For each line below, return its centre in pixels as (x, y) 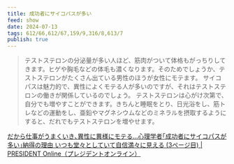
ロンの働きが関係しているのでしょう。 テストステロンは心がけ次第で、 (126, 96)
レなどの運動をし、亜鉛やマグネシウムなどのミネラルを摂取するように (125, 113)
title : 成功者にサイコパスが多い (50, 14)
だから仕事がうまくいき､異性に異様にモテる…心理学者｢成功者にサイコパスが (117, 136)
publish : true (28, 40)
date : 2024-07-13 (32, 27)
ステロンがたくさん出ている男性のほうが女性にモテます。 (119, 78)
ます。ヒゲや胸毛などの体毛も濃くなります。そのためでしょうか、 (125, 69)
